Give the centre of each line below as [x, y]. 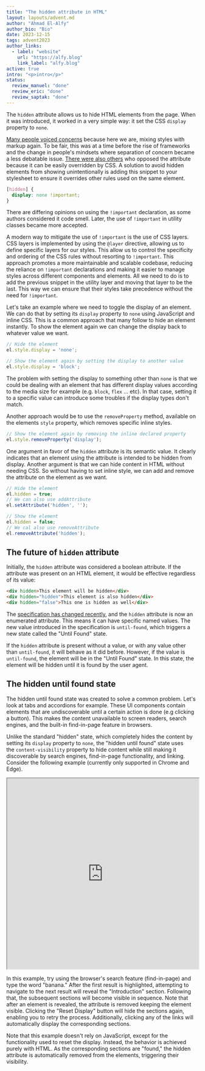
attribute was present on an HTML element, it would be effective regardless [101, 574]
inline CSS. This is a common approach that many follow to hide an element [101, 320]
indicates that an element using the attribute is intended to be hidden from [99, 458]
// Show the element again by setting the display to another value [95, 361]
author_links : [24, 46]
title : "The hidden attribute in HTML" [57, 12]
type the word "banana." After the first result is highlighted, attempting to [98, 985]
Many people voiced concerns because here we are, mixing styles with [96, 139]
